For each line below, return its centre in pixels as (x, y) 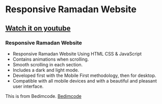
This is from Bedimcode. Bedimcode (43, 96)
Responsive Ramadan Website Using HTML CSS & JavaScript (77, 54)
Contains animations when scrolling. (51, 59)
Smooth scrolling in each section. (48, 64)
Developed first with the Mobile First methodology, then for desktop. (84, 75)
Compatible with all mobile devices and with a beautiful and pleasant (85, 81)
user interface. (28, 86)
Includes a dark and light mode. (46, 70)
